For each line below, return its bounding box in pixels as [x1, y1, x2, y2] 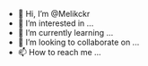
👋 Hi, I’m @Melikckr [17, 9, 91, 19]
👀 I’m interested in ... [17, 18, 94, 29]
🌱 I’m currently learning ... [17, 28, 114, 37]
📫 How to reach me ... [17, 47, 101, 57]
